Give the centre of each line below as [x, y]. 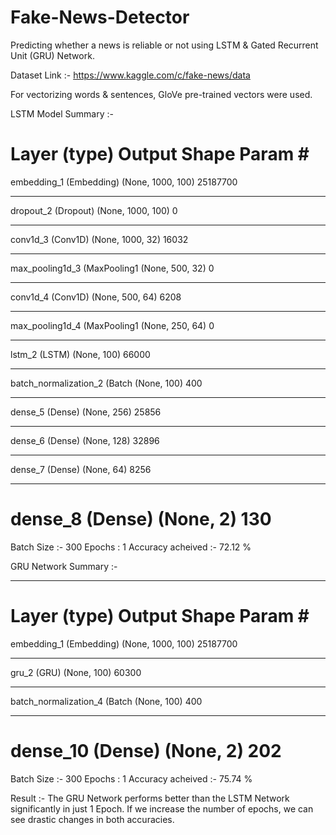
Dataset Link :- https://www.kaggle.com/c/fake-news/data [130, 75]
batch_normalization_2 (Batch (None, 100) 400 [106, 383]
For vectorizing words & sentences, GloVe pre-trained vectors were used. [161, 94]
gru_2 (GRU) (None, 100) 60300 [76, 672]
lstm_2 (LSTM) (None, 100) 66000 [80, 354]
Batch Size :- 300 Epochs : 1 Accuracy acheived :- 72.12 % [131, 547]
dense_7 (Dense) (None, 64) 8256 [81, 469]
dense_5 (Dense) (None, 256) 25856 [86, 412]
